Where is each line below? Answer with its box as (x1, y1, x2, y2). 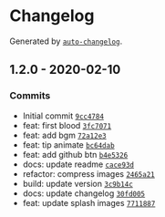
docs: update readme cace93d (22, 159, 135, 170)
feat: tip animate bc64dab (22, 139, 116, 150)
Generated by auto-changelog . (9, 36, 123, 46)
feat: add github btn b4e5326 (22, 149, 129, 160)
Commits (9, 89, 51, 102)
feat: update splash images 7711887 (22, 197, 156, 208)
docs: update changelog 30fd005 (22, 188, 146, 199)
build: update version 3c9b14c (22, 178, 134, 189)
